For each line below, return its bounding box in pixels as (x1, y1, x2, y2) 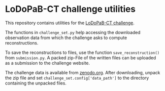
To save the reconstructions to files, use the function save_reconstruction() (5, 49, 160, 55)
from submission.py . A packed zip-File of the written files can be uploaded (5, 54, 156, 60)
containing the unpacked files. (5, 80, 66, 86)
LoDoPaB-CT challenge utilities (5, 3, 136, 15)
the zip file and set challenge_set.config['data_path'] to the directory (5, 75, 149, 81)
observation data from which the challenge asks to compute (5, 35, 127, 41)
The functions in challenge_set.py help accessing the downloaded (5, 29, 141, 35)
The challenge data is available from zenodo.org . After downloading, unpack (5, 69, 161, 75)
